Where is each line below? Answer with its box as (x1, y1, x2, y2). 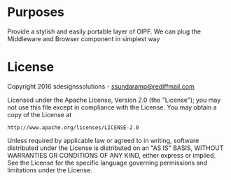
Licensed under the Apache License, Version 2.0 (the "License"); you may (7, 96, 221, 104)
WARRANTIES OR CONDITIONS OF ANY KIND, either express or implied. (7, 151, 216, 159)
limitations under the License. (7, 165, 92, 174)
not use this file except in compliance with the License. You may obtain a (7, 103, 217, 112)
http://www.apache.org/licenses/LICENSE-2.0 (7, 123, 139, 131)
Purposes (7, 4, 65, 20)
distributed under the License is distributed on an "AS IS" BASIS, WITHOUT (7, 144, 224, 152)
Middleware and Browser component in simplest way (7, 34, 160, 43)
